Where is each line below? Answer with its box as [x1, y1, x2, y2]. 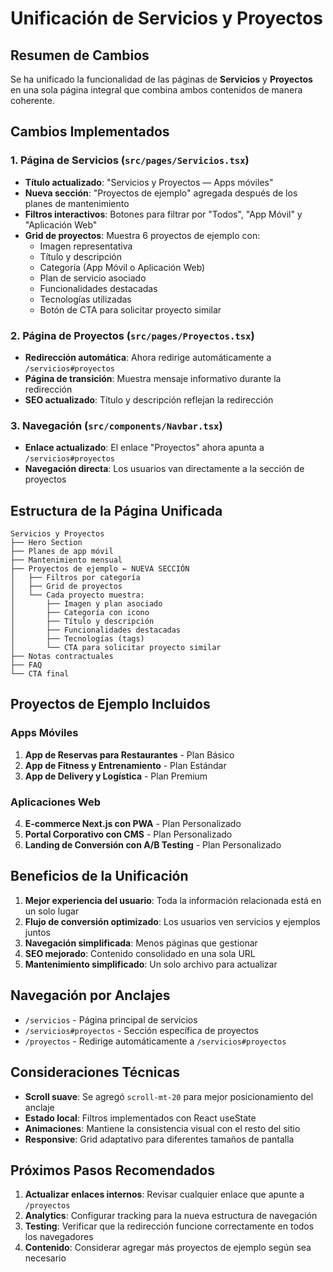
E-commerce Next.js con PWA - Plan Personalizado [24, 818, 242, 830]
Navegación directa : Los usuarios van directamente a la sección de [24, 463, 305, 475]
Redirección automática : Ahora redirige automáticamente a [24, 351, 272, 363]
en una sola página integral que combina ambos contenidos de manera [10, 84, 303, 96]
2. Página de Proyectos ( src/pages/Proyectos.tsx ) [10, 328, 255, 342]
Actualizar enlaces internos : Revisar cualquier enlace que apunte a [24, 1188, 305, 1201]
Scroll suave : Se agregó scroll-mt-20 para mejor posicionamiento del [24, 1090, 314, 1102]
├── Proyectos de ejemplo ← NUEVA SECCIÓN [10, 564, 190, 574]
